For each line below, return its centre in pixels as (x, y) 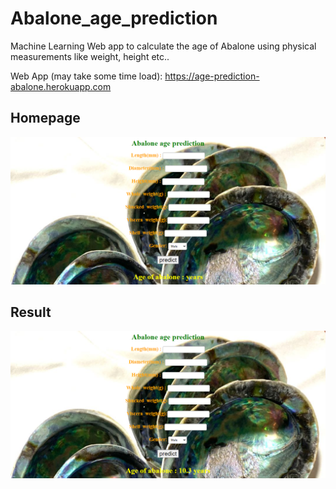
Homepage (45, 118)
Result (31, 312)
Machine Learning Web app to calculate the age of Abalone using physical (163, 46)
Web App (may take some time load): (86, 76)
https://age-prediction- (212, 76)
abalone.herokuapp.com (61, 86)
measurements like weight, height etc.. (90, 56)
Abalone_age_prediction (114, 18)
